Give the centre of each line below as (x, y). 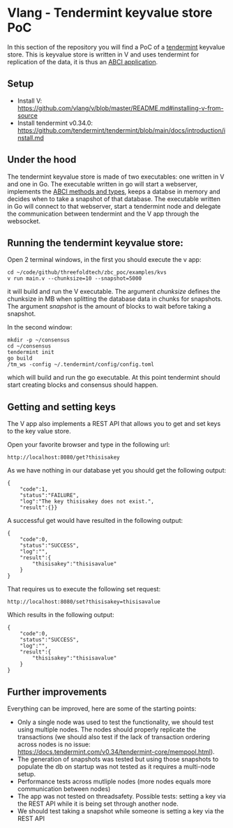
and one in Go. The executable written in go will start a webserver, (103, 184)
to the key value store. (39, 431)
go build (20, 358)
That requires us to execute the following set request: (84, 589)
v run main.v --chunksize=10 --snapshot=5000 (74, 279)
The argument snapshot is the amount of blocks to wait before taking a (109, 306)
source (28, 115)
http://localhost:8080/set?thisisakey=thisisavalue (84, 602)
